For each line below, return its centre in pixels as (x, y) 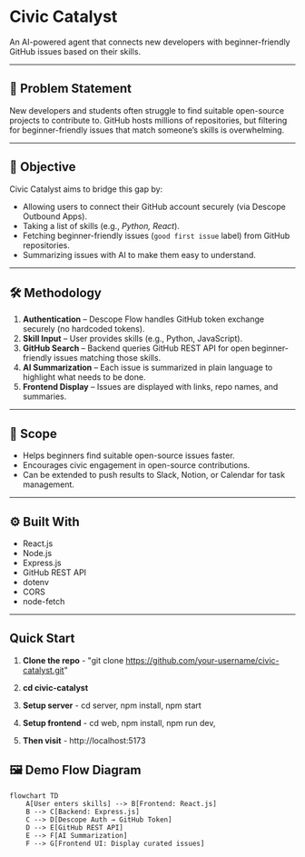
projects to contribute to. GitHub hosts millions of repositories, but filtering (148, 120)
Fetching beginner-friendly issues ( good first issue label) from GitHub (156, 235)
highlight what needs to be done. (84, 377)
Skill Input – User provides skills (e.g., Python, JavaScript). (133, 339)
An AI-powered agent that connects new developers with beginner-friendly (150, 42)
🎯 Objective (43, 167)
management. (49, 484)
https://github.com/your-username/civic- (202, 660)
